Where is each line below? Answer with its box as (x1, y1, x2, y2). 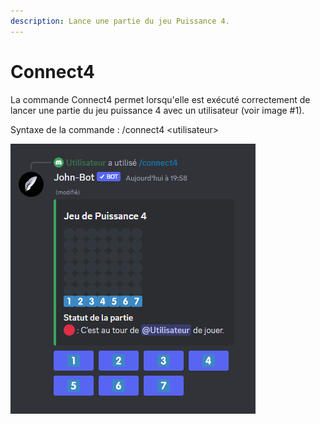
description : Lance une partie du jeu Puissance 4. (10, 16, 230, 26)
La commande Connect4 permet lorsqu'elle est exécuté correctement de (10, 93, 311, 105)
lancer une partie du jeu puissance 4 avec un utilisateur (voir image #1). (10, 104, 305, 116)
